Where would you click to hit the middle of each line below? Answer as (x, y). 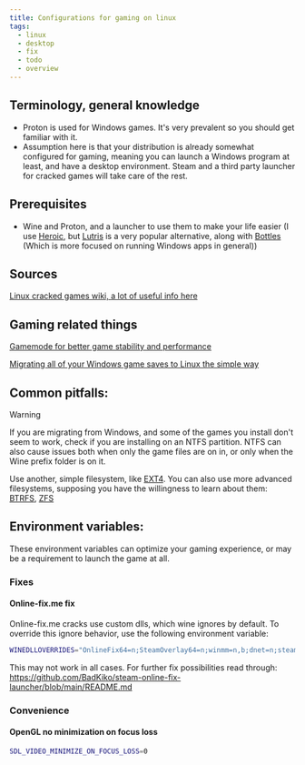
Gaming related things (74, 324)
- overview (38, 69)
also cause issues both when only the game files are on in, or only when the (151, 451)
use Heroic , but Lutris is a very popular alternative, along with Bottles (152, 236)
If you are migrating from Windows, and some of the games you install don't (151, 432)
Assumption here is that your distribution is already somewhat (138, 146)
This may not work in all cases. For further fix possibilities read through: (143, 667)
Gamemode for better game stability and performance (110, 347)
